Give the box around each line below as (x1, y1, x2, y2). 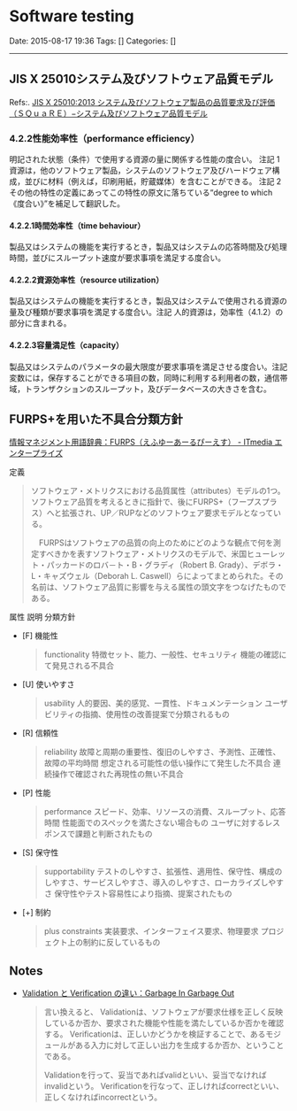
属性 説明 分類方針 (9, 612, 76, 622)
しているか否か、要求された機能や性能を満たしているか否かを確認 (43, 1018, 285, 1029)
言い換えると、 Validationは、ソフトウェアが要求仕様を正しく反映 (43, 1007, 284, 1017)
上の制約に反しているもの (67, 937, 161, 948)
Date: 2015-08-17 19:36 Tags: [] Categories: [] (9, 35, 177, 46)
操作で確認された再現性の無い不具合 (51, 768, 184, 780)
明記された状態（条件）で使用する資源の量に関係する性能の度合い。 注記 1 (9, 154, 280, 165)
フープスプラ (231, 497, 278, 507)
